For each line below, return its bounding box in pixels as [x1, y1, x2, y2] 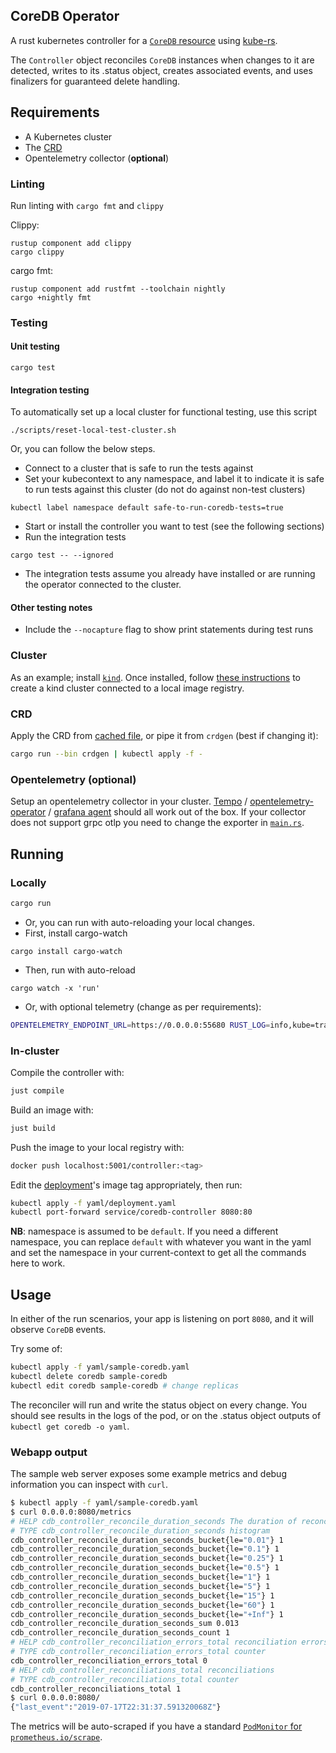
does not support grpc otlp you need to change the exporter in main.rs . [10, 817, 305, 829]
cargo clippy [10, 247, 65, 257]
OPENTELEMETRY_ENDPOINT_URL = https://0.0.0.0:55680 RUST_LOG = [10, 1020, 271, 1030]
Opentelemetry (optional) [10, 772, 137, 786]
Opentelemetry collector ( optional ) [24, 152, 170, 164]
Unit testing [10, 340, 60, 353]
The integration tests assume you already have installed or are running [24, 568, 316, 580]
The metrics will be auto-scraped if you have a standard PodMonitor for [10, 1720, 303, 1733]
